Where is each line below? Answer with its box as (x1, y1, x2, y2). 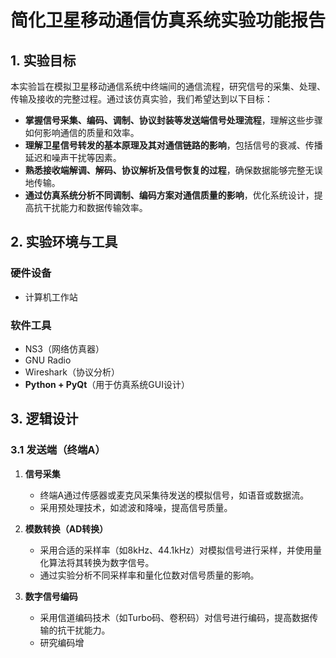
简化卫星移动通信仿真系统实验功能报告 (10, 9, 327, 32)
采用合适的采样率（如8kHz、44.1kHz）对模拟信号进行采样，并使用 (39, 544, 314, 556)
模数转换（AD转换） (24, 522, 109, 535)
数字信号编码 (24, 590, 78, 602)
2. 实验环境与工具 (10, 234, 118, 251)
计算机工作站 (24, 291, 78, 303)
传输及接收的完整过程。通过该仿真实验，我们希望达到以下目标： (10, 93, 273, 105)
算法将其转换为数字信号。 (48, 556, 155, 568)
